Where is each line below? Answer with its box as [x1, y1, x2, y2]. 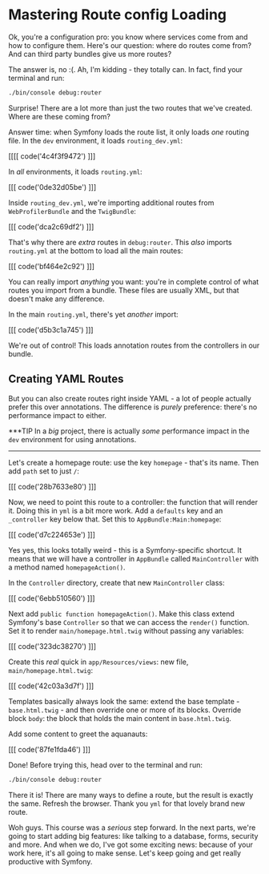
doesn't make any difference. [8, 294, 106, 304]
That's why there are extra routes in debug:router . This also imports [8, 237, 232, 247]
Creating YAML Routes [8, 373, 124, 386]
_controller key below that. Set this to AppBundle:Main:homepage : [8, 514, 222, 524]
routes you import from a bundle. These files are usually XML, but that [8, 285, 239, 295]
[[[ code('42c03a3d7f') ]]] [8, 681, 94, 691]
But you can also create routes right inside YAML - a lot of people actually [8, 393, 252, 403]
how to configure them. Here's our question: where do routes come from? [8, 40, 252, 50]
